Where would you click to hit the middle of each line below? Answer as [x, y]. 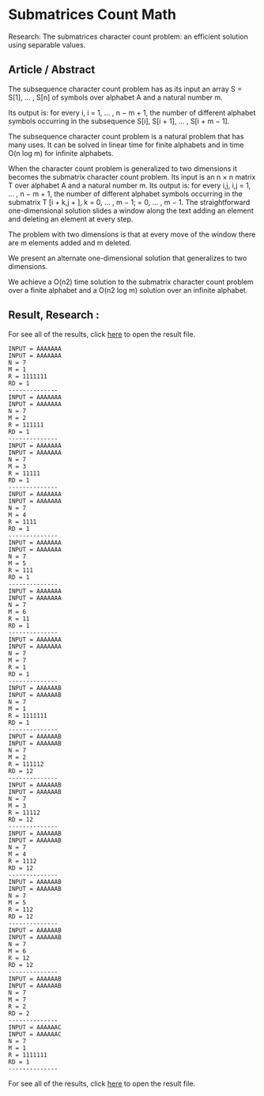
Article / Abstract [52, 70]
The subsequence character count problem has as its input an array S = [125, 89]
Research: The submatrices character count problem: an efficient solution [128, 36]
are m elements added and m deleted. [70, 242]
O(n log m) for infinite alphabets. [61, 153]
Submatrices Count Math [92, 15]
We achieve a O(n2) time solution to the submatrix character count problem [131, 282]
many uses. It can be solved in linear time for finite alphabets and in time [126, 145]
